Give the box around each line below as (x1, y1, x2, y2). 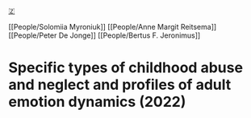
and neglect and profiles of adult (8, 75, 232, 94)
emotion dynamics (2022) (8, 93, 186, 111)
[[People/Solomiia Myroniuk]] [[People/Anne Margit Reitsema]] (8, 22, 217, 31)
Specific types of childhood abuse (8, 59, 244, 77)
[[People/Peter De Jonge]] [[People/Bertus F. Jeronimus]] (8, 31, 201, 40)
